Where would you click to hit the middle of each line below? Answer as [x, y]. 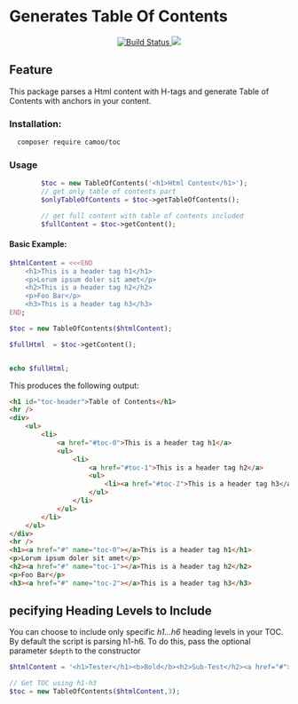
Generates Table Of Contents [118, 16]
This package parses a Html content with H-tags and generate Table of [139, 91]
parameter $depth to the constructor [75, 651]
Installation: [35, 123]
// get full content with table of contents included [142, 216]
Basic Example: [38, 244]
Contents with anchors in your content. [80, 100]
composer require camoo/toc [69, 142]
